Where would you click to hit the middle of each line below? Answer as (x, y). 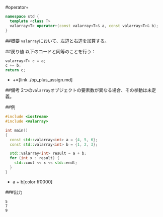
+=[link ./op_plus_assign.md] (43, 80)
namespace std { (22, 17)
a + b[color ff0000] (32, 182)
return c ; (16, 70)
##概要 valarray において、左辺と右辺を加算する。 (57, 41)
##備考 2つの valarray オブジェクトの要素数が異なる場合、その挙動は (76, 90)
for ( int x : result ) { (34, 158)
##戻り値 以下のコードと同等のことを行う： (51, 51)
